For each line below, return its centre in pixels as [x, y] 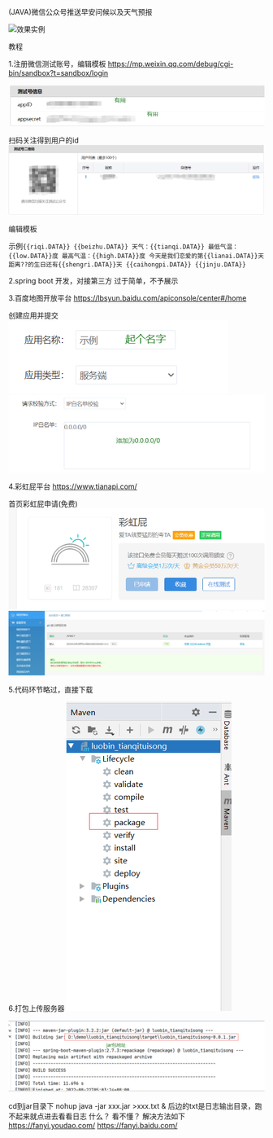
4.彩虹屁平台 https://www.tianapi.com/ [73, 486]
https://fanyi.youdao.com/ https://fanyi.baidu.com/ [93, 1126]
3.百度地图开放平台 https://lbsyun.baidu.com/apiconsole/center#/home [128, 298]
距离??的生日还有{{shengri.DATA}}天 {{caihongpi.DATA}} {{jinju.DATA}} [127, 265]
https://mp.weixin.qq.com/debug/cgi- [171, 64]
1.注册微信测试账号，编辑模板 [57, 64]
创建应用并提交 [33, 315]
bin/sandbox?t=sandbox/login [58, 73]
